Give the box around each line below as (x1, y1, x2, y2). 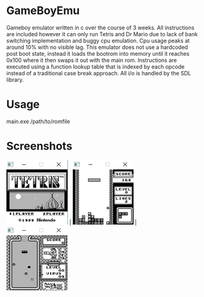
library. (6, 76, 24, 83)
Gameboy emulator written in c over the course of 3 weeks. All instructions (6, 24, 195, 31)
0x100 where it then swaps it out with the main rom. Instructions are (6, 56, 177, 64)
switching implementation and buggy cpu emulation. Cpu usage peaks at (6, 37, 190, 44)
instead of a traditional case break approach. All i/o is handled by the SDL (6, 69, 191, 77)
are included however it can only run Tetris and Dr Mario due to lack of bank (6, 30, 198, 37)
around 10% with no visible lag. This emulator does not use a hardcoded (6, 43, 188, 51)
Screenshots (6, 139, 73, 153)
